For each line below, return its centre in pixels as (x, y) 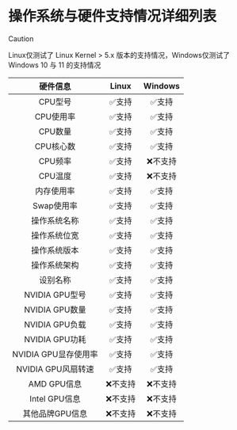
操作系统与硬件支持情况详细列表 (113, 16)
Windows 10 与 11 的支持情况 (55, 65)
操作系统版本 (55, 250)
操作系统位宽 (55, 235)
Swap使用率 (55, 205)
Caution (21, 38)
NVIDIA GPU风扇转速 (55, 369)
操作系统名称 (55, 220)
